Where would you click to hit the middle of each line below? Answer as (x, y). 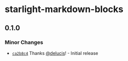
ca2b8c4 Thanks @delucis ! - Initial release (55, 53)
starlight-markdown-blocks (64, 9)
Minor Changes (24, 42)
